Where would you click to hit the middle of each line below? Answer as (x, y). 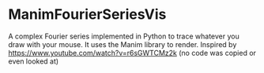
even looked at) (34, 61)
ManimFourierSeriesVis (87, 15)
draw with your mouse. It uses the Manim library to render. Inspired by (123, 44)
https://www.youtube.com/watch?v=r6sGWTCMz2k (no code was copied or (132, 53)
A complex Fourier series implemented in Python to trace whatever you (124, 36)
